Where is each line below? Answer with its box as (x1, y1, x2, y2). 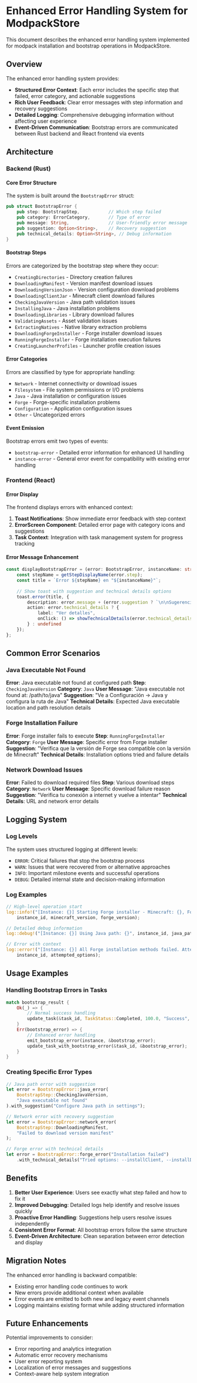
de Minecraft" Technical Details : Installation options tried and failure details (6, 751, 189, 758)
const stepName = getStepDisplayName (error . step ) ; (16, 572, 143, 578)
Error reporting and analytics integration (14, 1345, 111, 1352)
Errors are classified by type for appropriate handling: (6, 368, 136, 375)
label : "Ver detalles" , (37, 610, 96, 616)
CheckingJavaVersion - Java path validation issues (14, 298, 136, 305)
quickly (14, 1207, 33, 1214)
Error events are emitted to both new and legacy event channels (14, 1295, 169, 1302)
